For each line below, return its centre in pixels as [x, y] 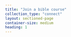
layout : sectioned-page [29, 18]
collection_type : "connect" [34, 14]
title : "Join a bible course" [36, 9]
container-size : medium [29, 23]
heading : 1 [16, 27]
